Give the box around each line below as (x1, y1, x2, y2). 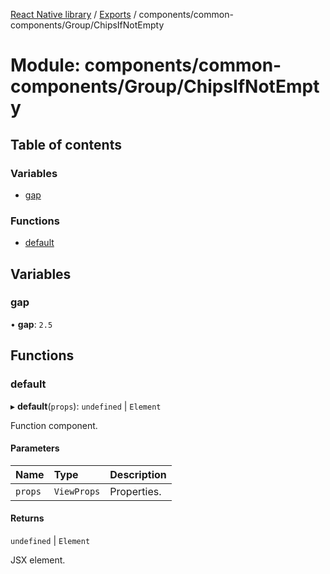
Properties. (109, 484, 162, 498)
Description (109, 467, 167, 481)
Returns (10, 512, 45, 524)
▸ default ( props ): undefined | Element (10, 400, 162, 412)
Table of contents (10, 136, 122, 153)
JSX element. (10, 554, 66, 566)
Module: (10, 54, 81, 77)
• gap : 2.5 (10, 318, 53, 330)
